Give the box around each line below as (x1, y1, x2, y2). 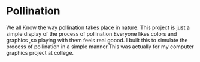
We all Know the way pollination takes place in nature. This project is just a (6, 24, 190, 31)
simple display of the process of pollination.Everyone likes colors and (6, 30, 177, 37)
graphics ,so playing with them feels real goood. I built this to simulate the (6, 36, 188, 44)
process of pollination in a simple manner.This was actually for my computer (6, 43, 195, 50)
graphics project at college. (6, 49, 74, 56)
